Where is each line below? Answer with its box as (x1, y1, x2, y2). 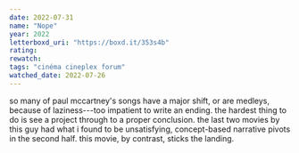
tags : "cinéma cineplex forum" (9, 63, 126, 72)
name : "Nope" (9, 21, 58, 30)
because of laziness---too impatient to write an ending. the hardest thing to (9, 104, 287, 116)
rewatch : (9, 54, 42, 63)
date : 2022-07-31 (9, 12, 74, 22)
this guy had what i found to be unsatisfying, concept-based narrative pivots (9, 124, 291, 134)
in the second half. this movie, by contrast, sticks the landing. (9, 133, 235, 143)
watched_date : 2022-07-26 (9, 71, 105, 80)
